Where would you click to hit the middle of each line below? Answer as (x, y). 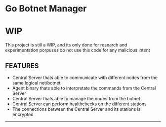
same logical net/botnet (36, 83)
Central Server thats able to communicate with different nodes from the (85, 78)
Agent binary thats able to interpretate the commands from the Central (84, 88)
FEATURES (22, 65)
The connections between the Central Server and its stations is (76, 109)
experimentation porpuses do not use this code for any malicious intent (78, 50)
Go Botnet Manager (46, 9)
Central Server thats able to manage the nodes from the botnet (76, 98)
